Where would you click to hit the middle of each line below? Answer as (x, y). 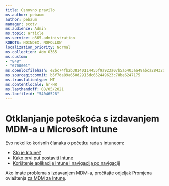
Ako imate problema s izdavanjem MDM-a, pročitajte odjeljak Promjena (79, 173)
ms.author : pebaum (24, 15)
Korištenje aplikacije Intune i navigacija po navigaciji (66, 163)
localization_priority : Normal (38, 47)
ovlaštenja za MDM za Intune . (36, 178)
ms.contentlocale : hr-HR (31, 84)
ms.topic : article (24, 33)
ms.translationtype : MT (30, 80)
